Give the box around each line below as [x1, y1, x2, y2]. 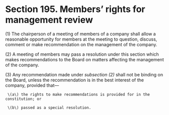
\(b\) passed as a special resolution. [7, 105, 92, 110]
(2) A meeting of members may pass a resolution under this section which [5, 51, 159, 57]
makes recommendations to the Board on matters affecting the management [5, 56, 164, 62]
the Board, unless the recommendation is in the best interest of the [5, 77, 144, 83]
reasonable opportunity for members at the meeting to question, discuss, [5, 36, 157, 42]
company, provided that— [5, 82, 60, 88]
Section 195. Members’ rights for [5, 4, 145, 15]
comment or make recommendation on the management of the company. [5, 41, 157, 47]
